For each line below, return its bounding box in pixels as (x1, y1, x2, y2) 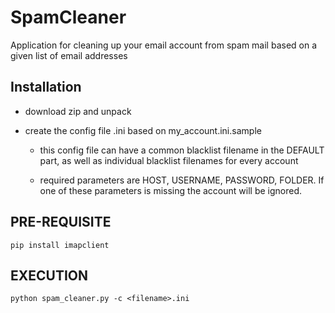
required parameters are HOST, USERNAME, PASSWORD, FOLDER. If (39, 174, 325, 186)
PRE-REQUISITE (10, 214, 112, 231)
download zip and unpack (24, 105, 132, 117)
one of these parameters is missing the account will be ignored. (39, 184, 303, 196)
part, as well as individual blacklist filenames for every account (39, 154, 299, 166)
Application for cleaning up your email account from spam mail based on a (10, 39, 318, 51)
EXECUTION (10, 267, 89, 284)
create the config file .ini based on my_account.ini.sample (24, 124, 262, 136)
